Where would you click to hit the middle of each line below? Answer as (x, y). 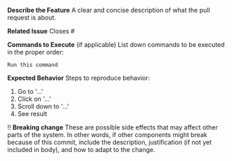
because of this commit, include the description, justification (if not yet (110, 142)
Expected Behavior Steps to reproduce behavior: (79, 78)
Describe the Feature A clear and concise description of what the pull (109, 10)
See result (32, 114)
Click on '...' (34, 99)
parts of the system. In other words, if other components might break (107, 135)
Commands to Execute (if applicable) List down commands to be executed (116, 44)
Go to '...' (30, 91)
